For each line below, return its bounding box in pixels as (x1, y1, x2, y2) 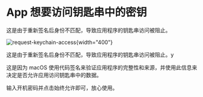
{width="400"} (76, 39, 113, 46)
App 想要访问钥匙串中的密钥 (6, 5, 147, 19)
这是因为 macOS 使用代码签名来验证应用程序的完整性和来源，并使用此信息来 (6, 64, 198, 71)
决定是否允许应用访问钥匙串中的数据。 (6, 71, 102, 78)
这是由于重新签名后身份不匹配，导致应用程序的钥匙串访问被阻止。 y (6, 51, 174, 58)
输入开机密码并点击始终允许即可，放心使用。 (6, 84, 118, 91)
